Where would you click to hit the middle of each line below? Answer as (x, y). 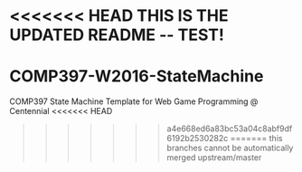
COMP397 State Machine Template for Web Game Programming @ (134, 101)
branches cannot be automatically (230, 148)
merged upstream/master (214, 158)
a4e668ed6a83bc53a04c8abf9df (230, 129)
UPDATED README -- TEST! (117, 35)
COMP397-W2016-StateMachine (137, 76)
